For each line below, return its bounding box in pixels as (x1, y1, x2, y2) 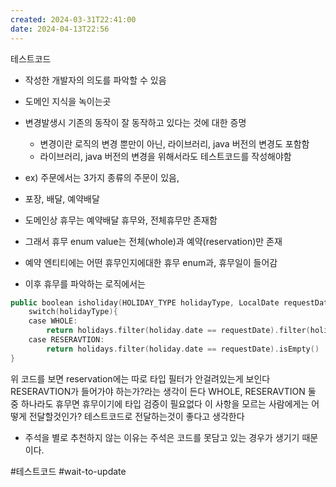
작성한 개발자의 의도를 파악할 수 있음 (24, 74, 167, 86)
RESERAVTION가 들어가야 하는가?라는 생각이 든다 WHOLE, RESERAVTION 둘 (10, 385, 317, 397)
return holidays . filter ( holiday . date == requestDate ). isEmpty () (46, 344, 320, 354)
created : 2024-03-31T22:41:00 (10, 14, 137, 25)
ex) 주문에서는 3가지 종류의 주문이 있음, (24, 171, 180, 183)
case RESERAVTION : (28, 335, 105, 345)
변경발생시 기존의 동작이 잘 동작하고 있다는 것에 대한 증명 (24, 116, 247, 128)
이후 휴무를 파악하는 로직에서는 (24, 277, 146, 290)
